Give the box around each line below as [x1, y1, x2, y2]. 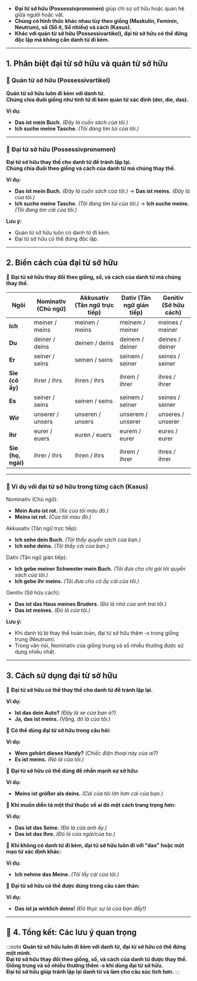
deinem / [119, 335, 144, 343]
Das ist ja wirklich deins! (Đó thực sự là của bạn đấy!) [14, 905, 147, 912]
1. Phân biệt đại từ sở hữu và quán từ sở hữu [6, 59, 168, 69]
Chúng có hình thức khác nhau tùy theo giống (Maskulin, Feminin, [14, 18, 179, 24]
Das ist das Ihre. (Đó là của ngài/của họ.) [14, 830, 116, 837]
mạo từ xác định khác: [6, 848, 62, 855]
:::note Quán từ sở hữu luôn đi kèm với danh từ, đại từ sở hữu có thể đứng [6, 943, 186, 950]
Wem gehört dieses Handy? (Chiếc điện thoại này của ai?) [14, 749, 158, 756]
